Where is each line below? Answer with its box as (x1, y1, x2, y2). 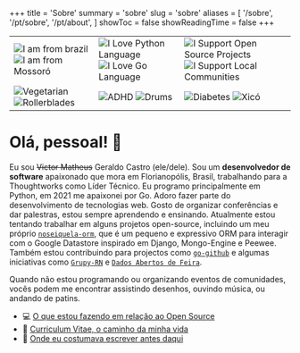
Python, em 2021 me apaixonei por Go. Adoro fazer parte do (9, 189, 231, 200)
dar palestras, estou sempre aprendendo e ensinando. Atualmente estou (9, 209, 276, 220)
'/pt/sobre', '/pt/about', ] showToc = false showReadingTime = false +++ (9, 17, 275, 28)
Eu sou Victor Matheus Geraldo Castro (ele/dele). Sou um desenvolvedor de (9, 161, 291, 172)
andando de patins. (9, 292, 80, 303)
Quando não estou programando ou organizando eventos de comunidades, (9, 273, 286, 284)
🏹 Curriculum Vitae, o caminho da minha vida (21, 324, 189, 334)
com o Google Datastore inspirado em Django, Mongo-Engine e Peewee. (9, 237, 277, 248)
